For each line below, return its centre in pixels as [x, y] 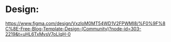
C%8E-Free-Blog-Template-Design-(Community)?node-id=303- [73, 28]
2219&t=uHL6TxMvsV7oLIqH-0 [38, 34]
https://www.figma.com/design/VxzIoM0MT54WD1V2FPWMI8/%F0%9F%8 [85, 23]
